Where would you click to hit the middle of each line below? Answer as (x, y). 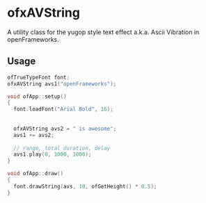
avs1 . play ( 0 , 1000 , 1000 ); (53, 154)
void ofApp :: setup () (37, 96)
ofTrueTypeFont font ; (39, 77)
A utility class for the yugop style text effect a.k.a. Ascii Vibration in (103, 32)
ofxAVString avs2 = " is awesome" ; (65, 129)
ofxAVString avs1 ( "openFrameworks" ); (62, 84)
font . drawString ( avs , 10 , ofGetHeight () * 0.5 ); (85, 186)
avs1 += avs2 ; (34, 135)
